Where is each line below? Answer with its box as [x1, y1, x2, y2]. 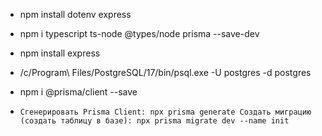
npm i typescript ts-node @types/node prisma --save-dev [19, 28, 260, 39]
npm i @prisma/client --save [19, 86, 138, 98]
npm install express [19, 47, 101, 59]
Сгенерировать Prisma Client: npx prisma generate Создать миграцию [19, 107, 312, 117]
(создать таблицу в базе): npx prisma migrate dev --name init [19, 116, 290, 126]
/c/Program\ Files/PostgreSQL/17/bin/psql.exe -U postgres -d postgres [19, 67, 312, 78]
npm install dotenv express [19, 9, 132, 20]
